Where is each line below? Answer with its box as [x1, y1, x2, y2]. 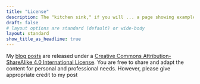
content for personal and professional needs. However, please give [6, 65, 171, 72]
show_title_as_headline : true [6, 36, 82, 42]
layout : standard [6, 31, 49, 37]
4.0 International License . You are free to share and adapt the [33, 59, 185, 66]
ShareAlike [6, 59, 33, 66]
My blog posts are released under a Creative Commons [6, 53, 142, 59]
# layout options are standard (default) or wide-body [6, 25, 145, 31]
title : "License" [6, 8, 49, 15]
